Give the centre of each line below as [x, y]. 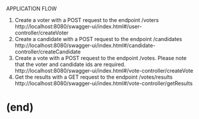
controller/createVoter [42, 33]
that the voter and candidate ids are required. [70, 64]
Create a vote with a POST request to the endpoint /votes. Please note [101, 58]
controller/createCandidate [48, 52]
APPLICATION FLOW [31, 9]
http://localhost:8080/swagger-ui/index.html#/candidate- [85, 45]
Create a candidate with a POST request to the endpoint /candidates [98, 39]
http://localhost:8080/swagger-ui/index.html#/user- [78, 26]
